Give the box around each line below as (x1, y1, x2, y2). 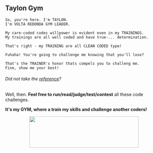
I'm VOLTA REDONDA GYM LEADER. (5, 21, 70, 26)
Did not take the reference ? (5, 76, 61, 82)
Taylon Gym (5, 4, 43, 12)
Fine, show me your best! (5, 65, 59, 70)
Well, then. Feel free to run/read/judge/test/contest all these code (5, 91, 143, 97)
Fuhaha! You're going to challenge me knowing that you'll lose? (5, 52, 144, 57)
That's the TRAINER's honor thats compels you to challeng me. (5, 61, 140, 66)
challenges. (5, 97, 29, 103)
